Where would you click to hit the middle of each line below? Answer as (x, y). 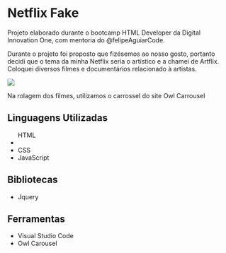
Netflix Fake (43, 13)
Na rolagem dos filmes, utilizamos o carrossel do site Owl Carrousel (106, 95)
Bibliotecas (33, 180)
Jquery (28, 196)
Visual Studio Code (46, 236)
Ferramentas (36, 219)
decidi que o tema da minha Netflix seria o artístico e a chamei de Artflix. (113, 61)
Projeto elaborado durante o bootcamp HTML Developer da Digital (104, 33)
